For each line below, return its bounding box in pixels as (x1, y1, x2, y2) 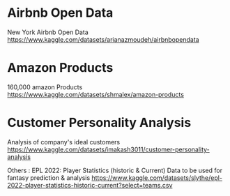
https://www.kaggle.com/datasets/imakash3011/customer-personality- (7, 145, 210, 153)
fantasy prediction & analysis (7, 173, 91, 182)
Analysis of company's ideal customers (7, 137, 121, 146)
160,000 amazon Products (7, 82, 83, 91)
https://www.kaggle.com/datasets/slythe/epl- (91, 173, 223, 182)
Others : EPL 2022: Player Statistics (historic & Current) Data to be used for (7, 166, 223, 174)
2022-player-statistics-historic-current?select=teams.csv (7, 181, 173, 189)
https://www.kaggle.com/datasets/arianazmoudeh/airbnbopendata (7, 35, 200, 43)
